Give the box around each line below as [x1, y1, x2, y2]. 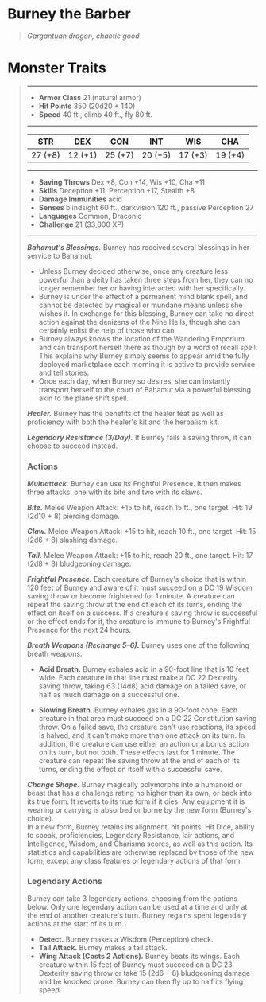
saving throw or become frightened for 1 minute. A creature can [26, 591, 235, 601]
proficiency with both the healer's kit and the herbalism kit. [26, 417, 220, 427]
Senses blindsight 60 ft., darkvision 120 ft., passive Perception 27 [38, 202, 254, 212]
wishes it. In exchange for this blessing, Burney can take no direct [38, 308, 255, 318]
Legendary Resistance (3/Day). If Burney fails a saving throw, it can [26, 432, 252, 442]
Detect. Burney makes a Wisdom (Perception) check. [38, 934, 214, 944]
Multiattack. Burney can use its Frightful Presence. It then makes [26, 479, 241, 489]
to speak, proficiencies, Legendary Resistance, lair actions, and [26, 831, 235, 840]
